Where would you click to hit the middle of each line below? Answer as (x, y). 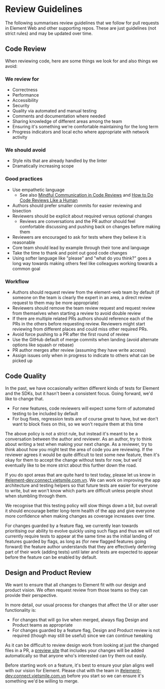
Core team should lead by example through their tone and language (81, 247)
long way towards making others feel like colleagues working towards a (85, 263)
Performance (26, 95)
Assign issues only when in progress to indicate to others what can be (83, 355)
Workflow (17, 281)
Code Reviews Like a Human (49, 200)
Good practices (24, 179)
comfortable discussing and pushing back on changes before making (90, 226)
